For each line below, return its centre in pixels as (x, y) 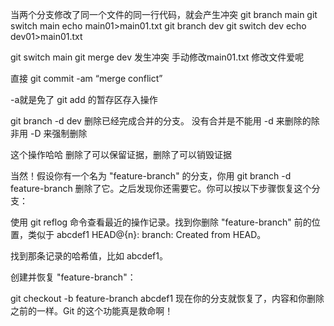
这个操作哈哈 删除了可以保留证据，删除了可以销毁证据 (121, 154)
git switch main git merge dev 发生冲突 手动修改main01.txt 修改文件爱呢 (157, 57)
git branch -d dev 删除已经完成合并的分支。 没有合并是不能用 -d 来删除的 (161, 121)
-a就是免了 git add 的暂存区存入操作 (84, 99)
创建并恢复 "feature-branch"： (73, 277)
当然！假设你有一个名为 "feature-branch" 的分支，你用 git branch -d (151, 176)
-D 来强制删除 (58, 133)
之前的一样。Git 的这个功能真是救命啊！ (92, 311)
